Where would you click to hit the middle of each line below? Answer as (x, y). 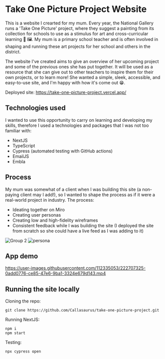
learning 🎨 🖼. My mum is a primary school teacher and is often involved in (82, 39)
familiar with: (18, 130)
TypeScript (24, 145)
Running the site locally (42, 289)
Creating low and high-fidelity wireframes (55, 220)
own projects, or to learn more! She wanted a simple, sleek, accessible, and (83, 77)
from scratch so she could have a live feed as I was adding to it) (78, 231)
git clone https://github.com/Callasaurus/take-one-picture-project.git (82, 311)
